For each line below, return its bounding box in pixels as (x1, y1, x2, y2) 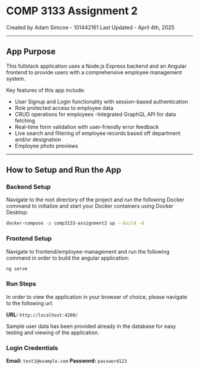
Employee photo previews (14, 142, 78, 149)
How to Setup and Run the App (6, 165, 121, 175)
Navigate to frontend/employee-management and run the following (6, 248, 170, 255)
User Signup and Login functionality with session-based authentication (14, 98, 188, 105)
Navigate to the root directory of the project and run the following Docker (6, 196, 185, 203)
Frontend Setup (6, 235, 52, 243)
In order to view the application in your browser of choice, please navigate (6, 293, 188, 301)
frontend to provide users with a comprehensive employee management (6, 68, 182, 75)
